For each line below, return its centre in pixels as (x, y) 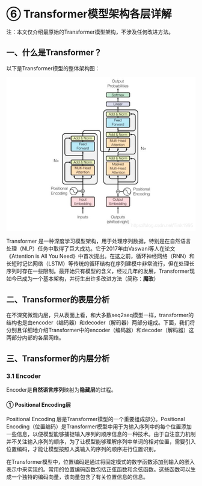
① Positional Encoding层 (38, 404)
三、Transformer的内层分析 (58, 358)
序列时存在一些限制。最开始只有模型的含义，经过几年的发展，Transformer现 (101, 271)
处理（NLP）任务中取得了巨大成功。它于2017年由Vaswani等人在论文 (91, 249)
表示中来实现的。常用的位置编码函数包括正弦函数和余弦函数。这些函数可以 (98, 469)
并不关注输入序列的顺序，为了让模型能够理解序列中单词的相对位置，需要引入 (101, 442)
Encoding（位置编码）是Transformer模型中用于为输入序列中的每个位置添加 (99, 427)
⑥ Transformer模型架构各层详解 (89, 14)
